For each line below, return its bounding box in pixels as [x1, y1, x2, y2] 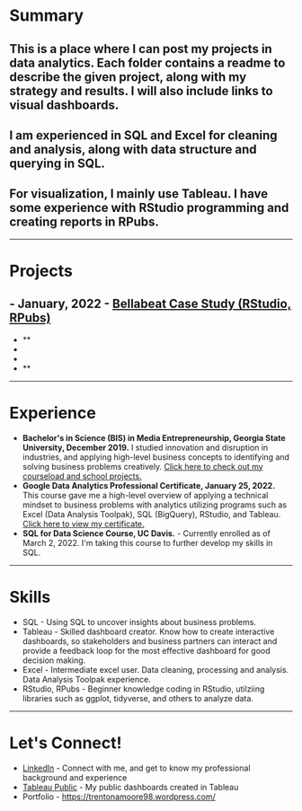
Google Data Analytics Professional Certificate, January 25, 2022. [22, 480, 276, 490]
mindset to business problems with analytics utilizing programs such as [22, 499, 288, 510]
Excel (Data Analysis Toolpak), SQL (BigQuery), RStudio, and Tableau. [22, 508, 281, 519]
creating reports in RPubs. [9, 215, 160, 230]
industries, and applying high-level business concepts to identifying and [22, 451, 290, 463]
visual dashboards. [9, 97, 120, 112]
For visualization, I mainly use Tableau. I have [9, 186, 268, 202]
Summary [9, 5, 84, 26]
